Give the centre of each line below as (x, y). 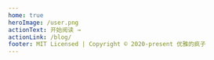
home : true (26, 15)
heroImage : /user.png (44, 23)
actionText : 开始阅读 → (44, 30)
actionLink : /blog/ (40, 37)
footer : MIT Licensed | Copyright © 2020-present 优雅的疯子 (107, 44)
